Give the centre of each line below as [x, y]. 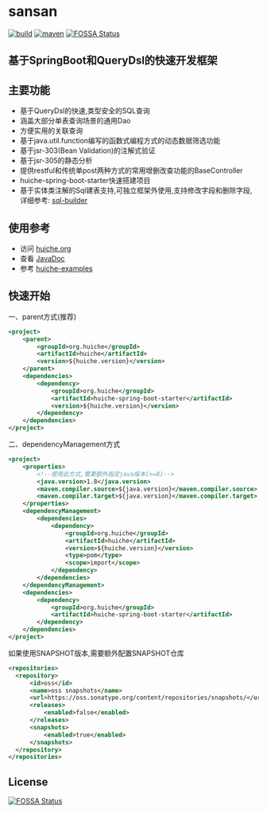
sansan [33, 12]
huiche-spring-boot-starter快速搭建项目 [85, 181]
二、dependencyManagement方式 [64, 444]
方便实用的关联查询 [51, 131]
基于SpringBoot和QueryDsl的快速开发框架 [113, 61]
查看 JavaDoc [42, 258]
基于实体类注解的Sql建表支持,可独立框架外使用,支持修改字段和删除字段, [136, 190]
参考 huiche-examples [56, 268]
